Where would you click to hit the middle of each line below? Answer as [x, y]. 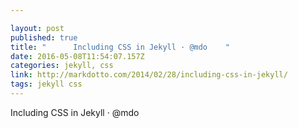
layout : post [37, 28]
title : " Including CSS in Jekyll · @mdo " [120, 47]
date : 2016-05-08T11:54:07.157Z [77, 56]
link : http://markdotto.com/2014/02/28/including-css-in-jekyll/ [149, 75]
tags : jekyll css [46, 84]
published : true [44, 37]
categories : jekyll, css [62, 66]
